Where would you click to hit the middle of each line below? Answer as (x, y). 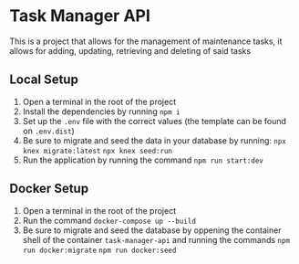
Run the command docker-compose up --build (109, 220)
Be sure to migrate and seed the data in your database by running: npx (155, 140)
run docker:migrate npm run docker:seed (99, 250)
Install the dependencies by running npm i (101, 111)
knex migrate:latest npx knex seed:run (98, 151)
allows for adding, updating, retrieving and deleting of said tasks (130, 50)
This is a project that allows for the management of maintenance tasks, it (146, 41)
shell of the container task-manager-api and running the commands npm (156, 239)
